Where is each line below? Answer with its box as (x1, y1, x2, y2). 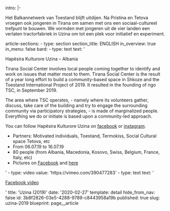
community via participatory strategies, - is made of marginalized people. (5, 108, 159, 114)
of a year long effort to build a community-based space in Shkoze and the (5, 77, 160, 82)
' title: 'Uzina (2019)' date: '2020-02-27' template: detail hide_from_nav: (5, 189, 156, 195)
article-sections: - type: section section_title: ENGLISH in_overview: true (5, 41, 156, 47)
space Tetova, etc (12, 138, 50, 144)
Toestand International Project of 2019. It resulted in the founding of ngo (5, 82, 156, 88)
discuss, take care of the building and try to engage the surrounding (5, 102, 148, 109)
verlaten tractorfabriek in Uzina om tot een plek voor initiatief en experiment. (5, 31, 165, 37)
